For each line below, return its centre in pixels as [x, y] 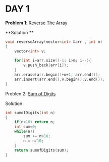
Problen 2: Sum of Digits [31, 93]
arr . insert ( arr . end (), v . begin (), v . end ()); [60, 79]
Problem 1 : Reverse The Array [36, 23]
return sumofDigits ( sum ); [42, 150]
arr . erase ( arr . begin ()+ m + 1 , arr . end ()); [57, 75]
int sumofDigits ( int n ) [30, 113]
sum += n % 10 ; [37, 136]
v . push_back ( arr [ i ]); [46, 65]
